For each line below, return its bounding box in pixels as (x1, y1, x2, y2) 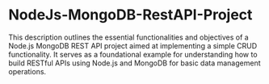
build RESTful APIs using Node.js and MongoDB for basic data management (8, 58, 261, 68)
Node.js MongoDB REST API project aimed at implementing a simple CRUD (8, 40, 258, 50)
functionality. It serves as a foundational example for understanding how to (8, 49, 258, 59)
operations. (8, 66, 47, 76)
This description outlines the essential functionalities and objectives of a (8, 32, 249, 42)
